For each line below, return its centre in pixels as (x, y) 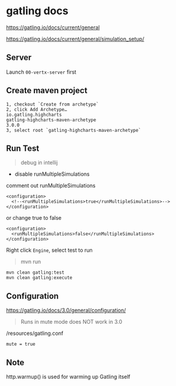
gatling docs (38, 11)
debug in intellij (39, 163)
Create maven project (47, 91)
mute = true (21, 344)
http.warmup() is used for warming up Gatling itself (69, 376)
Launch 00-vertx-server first (41, 72)
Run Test (23, 148)
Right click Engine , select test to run (49, 250)
